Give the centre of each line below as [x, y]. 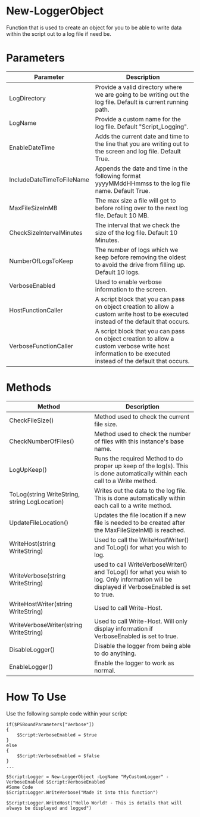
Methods [29, 388]
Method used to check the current [142, 416]
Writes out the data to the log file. [141, 490]
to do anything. [115, 653]
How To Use [36, 697]
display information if [124, 628]
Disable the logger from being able [143, 646]
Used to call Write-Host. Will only [141, 621]
